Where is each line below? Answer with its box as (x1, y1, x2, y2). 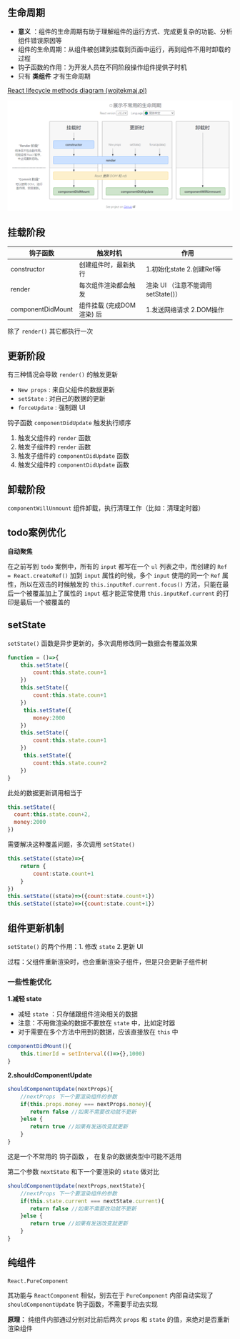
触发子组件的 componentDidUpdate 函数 (17, 452, 130, 460)
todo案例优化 (7, 527, 66, 539)
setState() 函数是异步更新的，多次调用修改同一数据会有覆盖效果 (7, 639, 198, 647)
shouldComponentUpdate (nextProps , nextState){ (7, 1182, 145, 1190)
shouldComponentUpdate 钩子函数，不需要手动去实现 (7, 1300, 159, 1308)
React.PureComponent (7, 1278, 69, 1285)
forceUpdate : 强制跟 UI (17, 403, 86, 412)
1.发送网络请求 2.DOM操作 (146, 305, 225, 314)
